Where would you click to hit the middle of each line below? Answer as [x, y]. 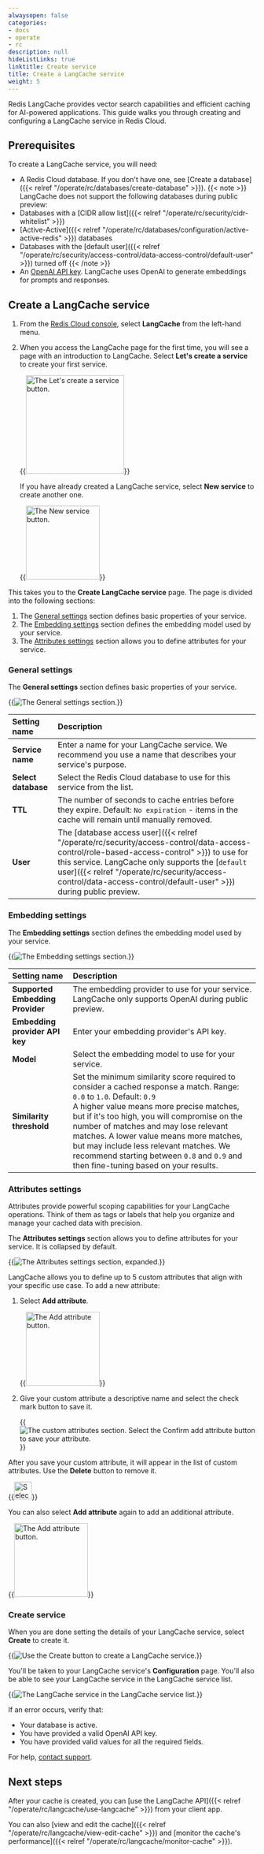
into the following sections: [52, 601]
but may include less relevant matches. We [152, 1145]
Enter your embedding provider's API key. [149, 1031]
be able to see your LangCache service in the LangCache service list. [121, 1679]
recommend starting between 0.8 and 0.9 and [158, 1156]
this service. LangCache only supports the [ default [152, 862]
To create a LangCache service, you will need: [83, 164]
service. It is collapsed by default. [63, 1247]
